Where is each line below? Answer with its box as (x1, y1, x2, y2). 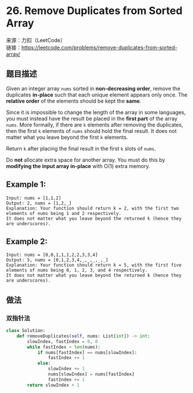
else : (37, 360, 51, 367)
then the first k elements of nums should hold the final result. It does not (6, 127, 177, 134)
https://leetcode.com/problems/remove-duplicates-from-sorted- (21, 44, 177, 51)
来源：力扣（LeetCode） (6, 36, 66, 43)
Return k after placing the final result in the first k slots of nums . (6, 145, 156, 152)
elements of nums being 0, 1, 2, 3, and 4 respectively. (6, 268, 148, 274)
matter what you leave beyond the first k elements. (6, 134, 129, 141)
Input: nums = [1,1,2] (6, 195, 61, 201)
